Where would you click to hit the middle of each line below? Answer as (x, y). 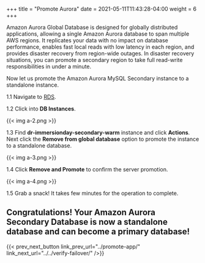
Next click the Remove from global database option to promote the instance (103, 139)
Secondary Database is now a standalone (87, 222)
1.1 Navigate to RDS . (31, 97)
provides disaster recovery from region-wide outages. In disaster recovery (100, 53)
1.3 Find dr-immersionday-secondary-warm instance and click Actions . (98, 132)
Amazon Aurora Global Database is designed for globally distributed (92, 27)
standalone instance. (33, 85)
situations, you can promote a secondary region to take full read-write (95, 60)
